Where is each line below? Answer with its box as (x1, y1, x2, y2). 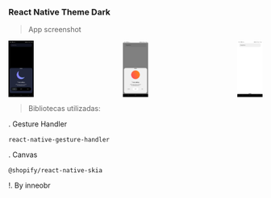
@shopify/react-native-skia (8, 167, 103, 175)
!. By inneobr (8, 180, 51, 191)
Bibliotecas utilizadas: (27, 104, 101, 113)
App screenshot (27, 25, 82, 35)
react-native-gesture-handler (8, 136, 110, 144)
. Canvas (8, 150, 38, 159)
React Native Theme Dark (8, 6, 111, 18)
